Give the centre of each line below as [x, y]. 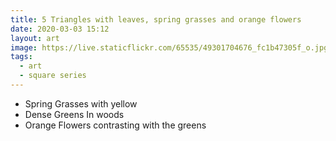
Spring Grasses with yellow [81, 103]
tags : [21, 57]
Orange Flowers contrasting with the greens [115, 125]
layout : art [35, 38]
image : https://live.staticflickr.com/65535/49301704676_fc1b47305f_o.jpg [169, 47]
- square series [53, 76]
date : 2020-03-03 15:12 [60, 29]
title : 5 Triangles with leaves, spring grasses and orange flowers [156, 19]
